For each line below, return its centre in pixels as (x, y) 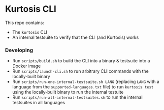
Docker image (26, 66)
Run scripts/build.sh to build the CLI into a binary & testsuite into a (81, 61)
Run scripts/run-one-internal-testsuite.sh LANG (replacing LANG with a (86, 82)
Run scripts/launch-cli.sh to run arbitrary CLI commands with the (80, 71)
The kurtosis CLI (30, 32)
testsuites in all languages (38, 103)
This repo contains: (25, 23)
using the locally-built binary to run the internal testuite (68, 92)
